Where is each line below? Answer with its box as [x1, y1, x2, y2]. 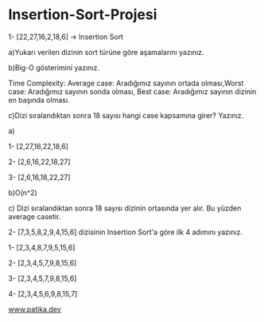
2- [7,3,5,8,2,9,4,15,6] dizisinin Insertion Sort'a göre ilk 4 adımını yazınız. [8, 227, 243, 237]
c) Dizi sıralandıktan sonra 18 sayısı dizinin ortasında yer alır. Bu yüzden [8, 203, 242, 213]
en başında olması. [8, 95, 70, 104]
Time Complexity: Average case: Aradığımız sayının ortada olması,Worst [8, 78, 244, 88]
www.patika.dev [8, 304, 61, 314]
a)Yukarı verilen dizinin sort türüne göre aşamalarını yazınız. [8, 47, 204, 57]
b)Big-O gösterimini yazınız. [8, 62, 99, 73]
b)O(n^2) [8, 187, 37, 197]
